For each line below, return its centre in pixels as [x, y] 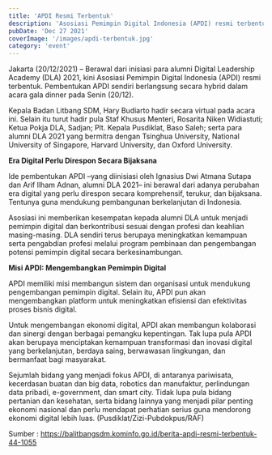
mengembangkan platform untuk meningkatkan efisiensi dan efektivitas [127, 301]
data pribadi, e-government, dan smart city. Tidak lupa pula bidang [120, 393]
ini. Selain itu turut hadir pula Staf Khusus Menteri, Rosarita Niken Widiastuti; [136, 119]
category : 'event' [39, 46]
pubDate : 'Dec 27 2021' [49, 31]
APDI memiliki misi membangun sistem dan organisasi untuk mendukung [130, 283]
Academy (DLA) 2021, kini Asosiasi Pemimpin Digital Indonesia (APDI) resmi [135, 78]
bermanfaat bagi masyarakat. [57, 359]
